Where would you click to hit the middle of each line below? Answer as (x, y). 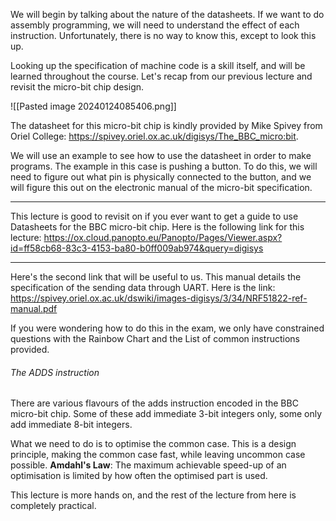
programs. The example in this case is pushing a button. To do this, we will (164, 166)
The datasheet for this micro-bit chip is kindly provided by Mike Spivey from (166, 125)
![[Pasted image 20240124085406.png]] (93, 106)
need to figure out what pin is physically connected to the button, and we (161, 177)
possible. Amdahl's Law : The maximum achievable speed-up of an (148, 465)
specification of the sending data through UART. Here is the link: (143, 287)
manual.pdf (34, 308)
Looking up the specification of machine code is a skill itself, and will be (158, 65)
